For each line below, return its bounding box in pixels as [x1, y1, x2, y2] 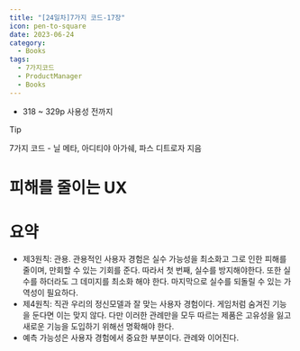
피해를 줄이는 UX [9, 177, 128, 198]
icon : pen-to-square [9, 22, 87, 31]
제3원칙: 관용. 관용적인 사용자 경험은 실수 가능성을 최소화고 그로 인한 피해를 [22, 253, 287, 264]
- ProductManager [17, 72, 83, 81]
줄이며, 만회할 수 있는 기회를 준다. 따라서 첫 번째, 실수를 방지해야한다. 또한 [22, 265, 282, 275]
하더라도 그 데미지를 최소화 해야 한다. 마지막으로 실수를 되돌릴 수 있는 [39, 275, 282, 286]
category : [9, 38, 47, 48]
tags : [9, 55, 30, 64]
